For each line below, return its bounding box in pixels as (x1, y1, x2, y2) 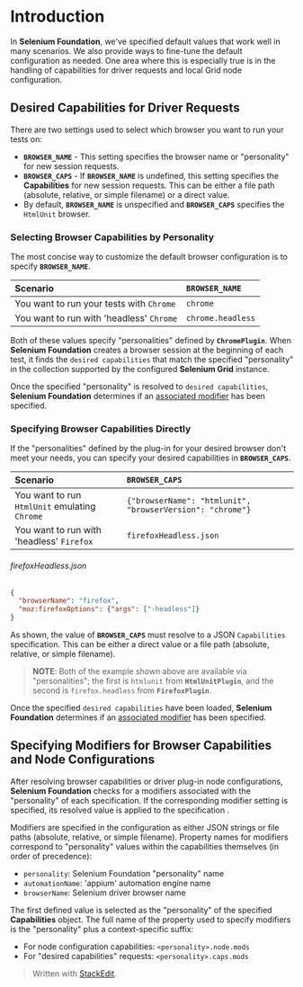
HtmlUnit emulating (14, 501, 96, 513)
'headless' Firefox (14, 535, 94, 547)
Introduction (10, 6, 105, 27)
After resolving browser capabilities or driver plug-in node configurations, (10, 776, 283, 787)
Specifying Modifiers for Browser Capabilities (10, 738, 272, 753)
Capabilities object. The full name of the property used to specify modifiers (10, 914, 291, 925)
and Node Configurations (10, 752, 156, 768)
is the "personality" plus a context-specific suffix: (10, 923, 194, 934)
